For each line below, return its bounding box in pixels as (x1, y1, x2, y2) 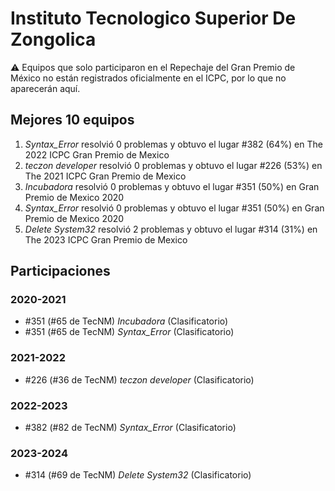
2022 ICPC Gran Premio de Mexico (24, 148, 170, 161)
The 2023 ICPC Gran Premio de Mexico (24, 233, 188, 246)
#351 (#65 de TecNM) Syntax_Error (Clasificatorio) (24, 326, 235, 338)
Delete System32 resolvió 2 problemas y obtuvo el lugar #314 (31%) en (24, 223, 318, 235)
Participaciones (10, 263, 111, 280)
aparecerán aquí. (10, 82, 81, 94)
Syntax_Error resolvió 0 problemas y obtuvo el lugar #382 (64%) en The (24, 138, 323, 150)
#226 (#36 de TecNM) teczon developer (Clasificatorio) (24, 373, 255, 386)
